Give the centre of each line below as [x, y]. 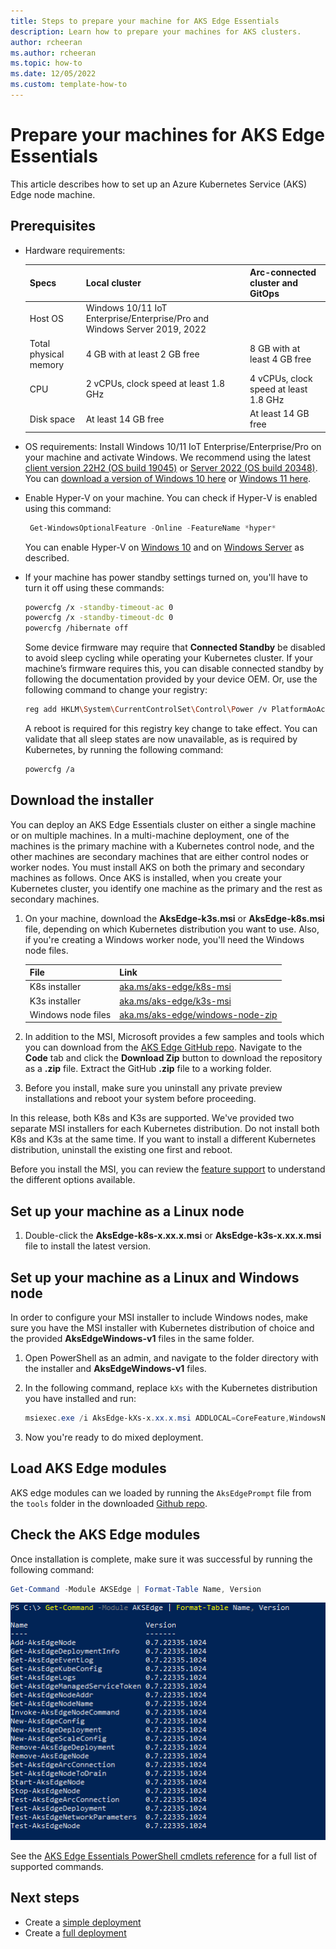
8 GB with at [275, 349]
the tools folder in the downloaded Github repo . [109, 1503]
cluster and [274, 283]
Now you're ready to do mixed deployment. [114, 1437]
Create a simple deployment [83, 1922]
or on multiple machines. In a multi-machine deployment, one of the [150, 835]
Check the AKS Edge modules [105, 1535]
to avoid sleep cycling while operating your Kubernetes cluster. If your [168, 658]
